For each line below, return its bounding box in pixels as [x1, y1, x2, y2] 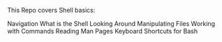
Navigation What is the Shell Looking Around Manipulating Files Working [7, 20, 215, 27]
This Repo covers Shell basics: [7, 6, 96, 14]
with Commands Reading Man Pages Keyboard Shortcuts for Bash [7, 27, 198, 35]
